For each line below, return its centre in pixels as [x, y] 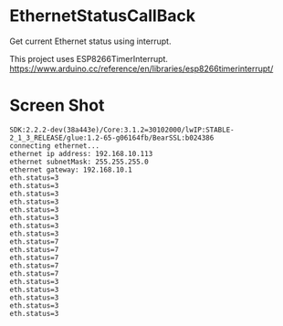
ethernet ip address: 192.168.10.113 [81, 153]
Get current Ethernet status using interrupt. [90, 41]
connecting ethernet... [55, 146]
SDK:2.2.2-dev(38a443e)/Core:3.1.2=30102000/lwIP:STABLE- [122, 130]
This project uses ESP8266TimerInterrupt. [89, 58]
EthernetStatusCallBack [103, 16]
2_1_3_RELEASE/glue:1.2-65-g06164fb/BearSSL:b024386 [112, 138]
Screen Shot [57, 105]
